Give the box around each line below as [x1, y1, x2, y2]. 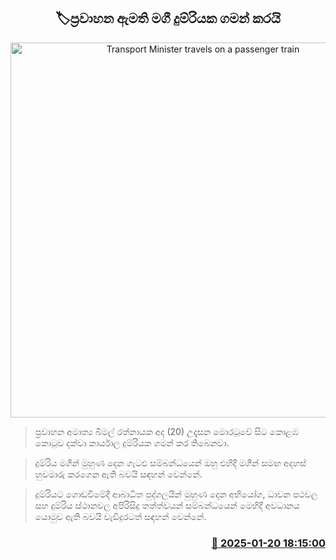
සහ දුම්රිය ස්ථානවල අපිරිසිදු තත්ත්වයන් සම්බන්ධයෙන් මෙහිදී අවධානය [34, 499, 300, 511]
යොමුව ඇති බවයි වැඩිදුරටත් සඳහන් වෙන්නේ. [34, 510, 207, 522]
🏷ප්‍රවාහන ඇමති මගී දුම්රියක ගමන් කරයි [55, 10, 281, 27]
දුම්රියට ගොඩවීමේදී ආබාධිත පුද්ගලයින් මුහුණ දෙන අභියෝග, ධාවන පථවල [34, 488, 318, 500]
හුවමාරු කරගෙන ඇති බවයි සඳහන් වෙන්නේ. [34, 468, 203, 480]
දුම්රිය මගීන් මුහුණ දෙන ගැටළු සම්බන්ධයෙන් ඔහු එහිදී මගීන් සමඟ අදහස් [34, 456, 307, 469]
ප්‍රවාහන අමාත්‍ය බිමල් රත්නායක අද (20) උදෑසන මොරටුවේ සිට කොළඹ [34, 425, 300, 437]
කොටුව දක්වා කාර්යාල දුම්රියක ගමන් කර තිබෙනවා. [34, 436, 230, 449]
